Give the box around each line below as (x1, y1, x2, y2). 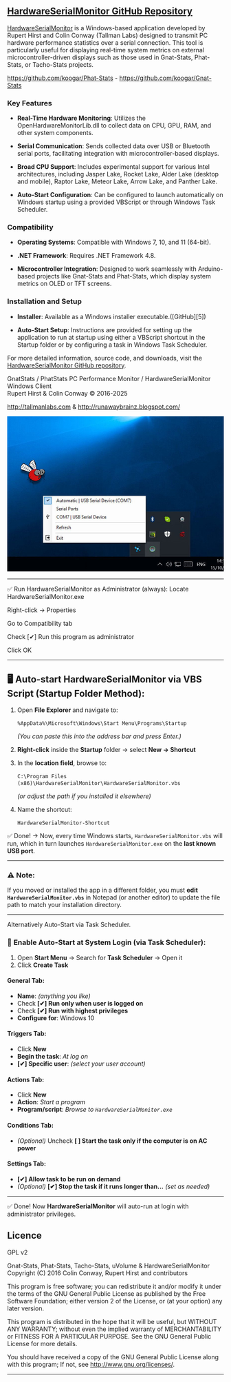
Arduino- (198, 265, 223, 273)
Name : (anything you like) (16, 992, 91, 1000)
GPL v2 (7, 1248, 28, 1257)
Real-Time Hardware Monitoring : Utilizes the (16, 114, 146, 123)
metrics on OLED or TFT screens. (16, 279, 112, 288)
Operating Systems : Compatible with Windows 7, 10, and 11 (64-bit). (16, 238, 211, 247)
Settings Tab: (7, 1159, 47, 1168)
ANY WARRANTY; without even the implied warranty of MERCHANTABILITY (7, 1325, 222, 1333)
